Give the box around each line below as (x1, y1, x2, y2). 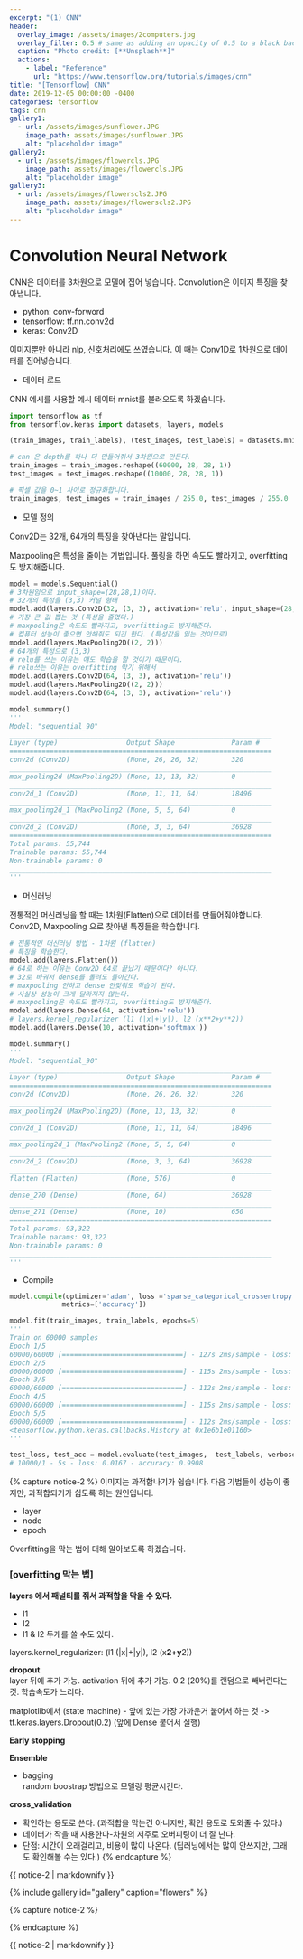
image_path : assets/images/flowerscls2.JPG (25, 198, 192, 208)
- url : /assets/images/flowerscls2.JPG (17, 190, 168, 199)
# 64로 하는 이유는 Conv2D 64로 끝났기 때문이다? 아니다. (9, 964, 200, 973)
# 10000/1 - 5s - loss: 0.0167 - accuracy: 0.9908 (9, 1459, 204, 1468)
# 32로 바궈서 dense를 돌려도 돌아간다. (9, 973, 141, 982)
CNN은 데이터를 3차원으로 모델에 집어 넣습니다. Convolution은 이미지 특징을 (9, 277, 279, 287)
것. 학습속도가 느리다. (9, 1687, 84, 1698)
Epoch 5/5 (9, 1408, 47, 1417)
